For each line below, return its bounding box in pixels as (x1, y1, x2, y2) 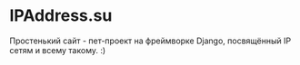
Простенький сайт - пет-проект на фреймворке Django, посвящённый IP (9, 35, 292, 46)
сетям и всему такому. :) (9, 44, 106, 55)
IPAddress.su (9, 5, 113, 26)
